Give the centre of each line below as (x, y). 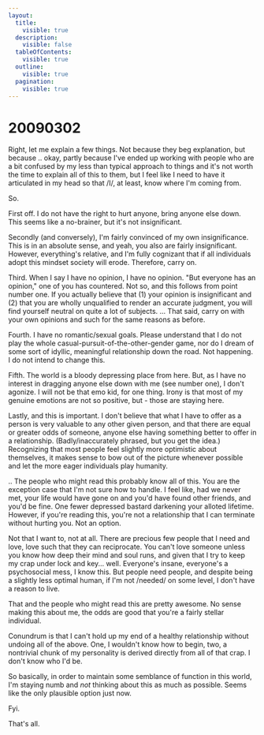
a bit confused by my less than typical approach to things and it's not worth (131, 166)
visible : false (47, 45)
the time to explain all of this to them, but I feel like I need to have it (117, 175)
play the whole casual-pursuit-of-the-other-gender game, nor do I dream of (131, 343)
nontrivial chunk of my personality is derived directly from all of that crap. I (129, 653)
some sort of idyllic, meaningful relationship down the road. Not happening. (131, 352)
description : (37, 37)
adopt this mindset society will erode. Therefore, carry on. (102, 263)
